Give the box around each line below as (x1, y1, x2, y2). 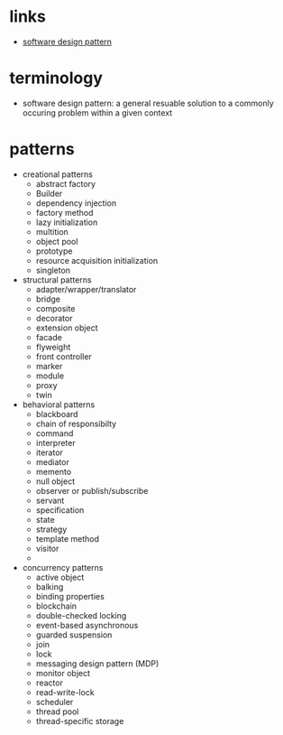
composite (35, 302, 76, 313)
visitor (35, 543, 59, 554)
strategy (35, 524, 68, 535)
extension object (35, 322, 98, 333)
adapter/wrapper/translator (35, 284, 137, 294)
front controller (35, 350, 92, 362)
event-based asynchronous (35, 619, 139, 630)
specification (35, 504, 85, 516)
